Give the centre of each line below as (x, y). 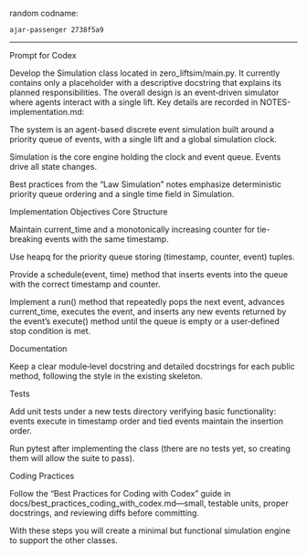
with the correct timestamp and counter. (85, 284)
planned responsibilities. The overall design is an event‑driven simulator (144, 92)
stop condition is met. (50, 331)
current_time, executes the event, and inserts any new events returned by (148, 311)
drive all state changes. (53, 167)
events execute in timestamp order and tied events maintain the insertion (147, 421)
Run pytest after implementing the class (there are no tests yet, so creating (150, 448)
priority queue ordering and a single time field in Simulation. (122, 194)
